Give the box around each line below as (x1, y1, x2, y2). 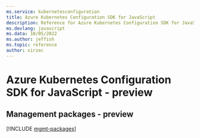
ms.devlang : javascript (6, 25, 65, 32)
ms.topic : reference (6, 42, 58, 48)
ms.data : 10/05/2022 (6, 31, 58, 37)
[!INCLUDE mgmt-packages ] (6, 125, 76, 132)
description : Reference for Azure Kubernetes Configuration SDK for (6, 20, 180, 26)
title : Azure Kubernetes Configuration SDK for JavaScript (6, 14, 156, 20)
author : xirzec (6, 48, 44, 54)
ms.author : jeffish (6, 36, 55, 42)
